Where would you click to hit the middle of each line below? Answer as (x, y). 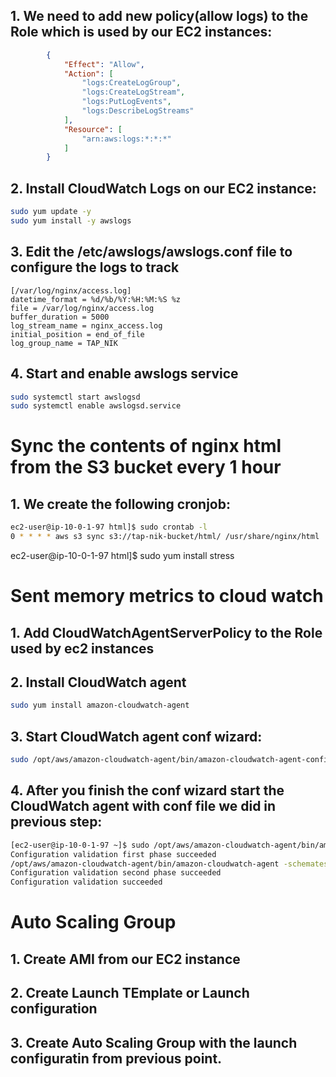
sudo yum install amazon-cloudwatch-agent (100, 705)
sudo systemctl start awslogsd (75, 397)
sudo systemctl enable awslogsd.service (96, 406)
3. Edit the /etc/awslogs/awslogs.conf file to (151, 252)
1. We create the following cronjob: (120, 504)
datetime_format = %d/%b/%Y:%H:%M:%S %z (96, 299)
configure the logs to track (95, 267)
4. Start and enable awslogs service (124, 374)
